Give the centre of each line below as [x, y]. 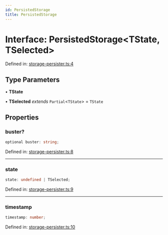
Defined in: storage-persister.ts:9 [39, 189]
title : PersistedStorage [31, 15]
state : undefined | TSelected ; [38, 180]
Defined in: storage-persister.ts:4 [39, 64]
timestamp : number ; [25, 217]
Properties [22, 117]
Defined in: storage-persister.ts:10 [40, 227]
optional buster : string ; [32, 142]
